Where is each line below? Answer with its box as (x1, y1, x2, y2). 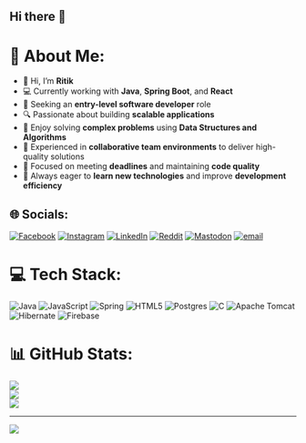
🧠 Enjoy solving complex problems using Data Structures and (22, 122, 258, 133)
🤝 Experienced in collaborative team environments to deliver (22, 142, 254, 153)
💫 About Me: (9, 45, 106, 66)
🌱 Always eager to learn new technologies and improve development (22, 170, 287, 182)
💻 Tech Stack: (9, 265, 122, 285)
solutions (49, 151, 85, 162)
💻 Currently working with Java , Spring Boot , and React (22, 86, 234, 96)
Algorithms (22, 132, 66, 143)
